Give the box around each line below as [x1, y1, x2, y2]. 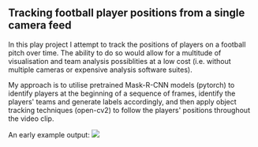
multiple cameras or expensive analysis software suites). [8, 65, 193, 74]
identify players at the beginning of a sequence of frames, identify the [8, 89, 236, 98]
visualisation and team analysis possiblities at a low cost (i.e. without [8, 56, 231, 66]
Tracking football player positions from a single [8, 6, 245, 20]
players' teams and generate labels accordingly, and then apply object [8, 96, 237, 106]
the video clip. [8, 114, 54, 123]
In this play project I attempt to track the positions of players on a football [8, 40, 246, 49]
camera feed [8, 19, 73, 32]
